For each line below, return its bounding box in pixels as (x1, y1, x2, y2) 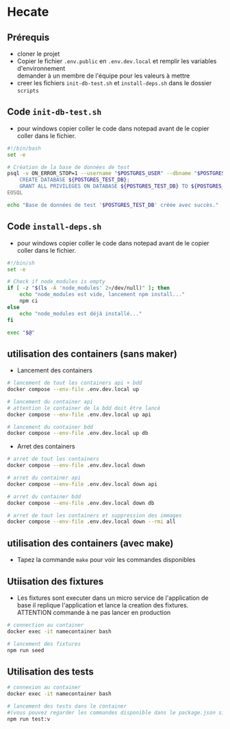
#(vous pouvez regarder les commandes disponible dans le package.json (7, 709, 216, 716)
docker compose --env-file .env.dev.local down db (7, 500, 155, 506)
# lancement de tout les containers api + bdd (7, 379, 142, 387)
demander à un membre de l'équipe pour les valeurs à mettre (16, 71, 190, 80)
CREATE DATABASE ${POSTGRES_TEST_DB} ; (19, 177, 130, 183)
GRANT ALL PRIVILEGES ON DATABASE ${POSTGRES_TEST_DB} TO (19, 183, 188, 190)
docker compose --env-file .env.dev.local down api (7, 480, 157, 488)
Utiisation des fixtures (7, 575, 104, 587)
